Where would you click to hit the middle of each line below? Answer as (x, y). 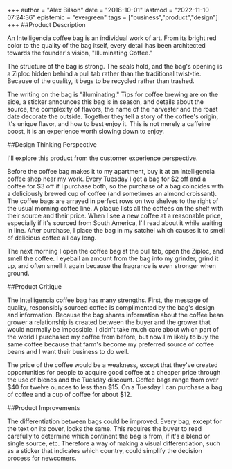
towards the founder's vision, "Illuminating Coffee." (80, 53)
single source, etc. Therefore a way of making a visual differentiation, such (114, 443)
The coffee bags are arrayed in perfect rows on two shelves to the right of (113, 201)
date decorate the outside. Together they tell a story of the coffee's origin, (113, 116)
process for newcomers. (42, 458)
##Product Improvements (44, 408)
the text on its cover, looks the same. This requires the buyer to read (105, 428)
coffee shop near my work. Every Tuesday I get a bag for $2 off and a (107, 179)
